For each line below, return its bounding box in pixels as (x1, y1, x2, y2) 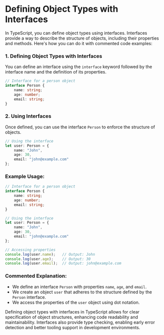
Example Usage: (5, 173, 45, 180)
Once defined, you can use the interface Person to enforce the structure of (5, 124, 155, 130)
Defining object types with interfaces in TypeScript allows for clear (5, 309, 140, 314)
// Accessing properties (5, 247, 56, 252)
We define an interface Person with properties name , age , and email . (12, 284, 147, 289)
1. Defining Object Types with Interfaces (5, 52, 102, 59)
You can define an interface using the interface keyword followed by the (5, 64, 153, 70)
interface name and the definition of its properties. (5, 69, 107, 75)
